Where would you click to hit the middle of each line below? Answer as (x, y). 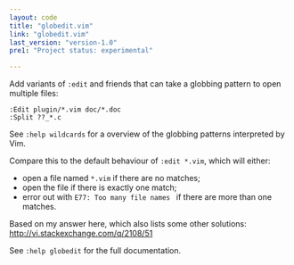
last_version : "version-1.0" (63, 42)
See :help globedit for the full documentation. (95, 251)
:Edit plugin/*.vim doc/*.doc (65, 110)
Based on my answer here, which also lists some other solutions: (128, 224)
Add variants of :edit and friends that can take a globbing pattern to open (145, 84)
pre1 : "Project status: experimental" (81, 51)
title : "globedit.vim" (51, 26)
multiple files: (34, 94)
